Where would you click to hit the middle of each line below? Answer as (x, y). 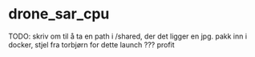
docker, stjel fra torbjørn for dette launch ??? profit (91, 44)
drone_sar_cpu (59, 14)
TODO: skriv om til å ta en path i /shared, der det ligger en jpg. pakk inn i (127, 36)
